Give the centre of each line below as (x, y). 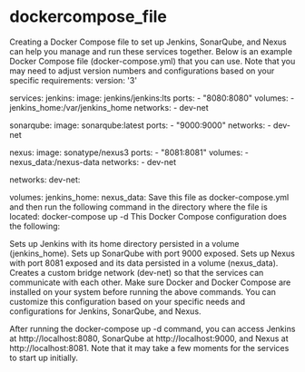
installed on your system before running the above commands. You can (143, 291)
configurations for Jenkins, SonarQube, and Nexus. (105, 311)
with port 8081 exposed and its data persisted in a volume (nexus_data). (144, 263)
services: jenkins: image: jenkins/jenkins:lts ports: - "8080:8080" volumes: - (152, 98)
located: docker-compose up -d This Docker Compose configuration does (148, 216)
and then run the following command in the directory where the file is (138, 207)
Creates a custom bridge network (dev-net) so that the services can (137, 272)
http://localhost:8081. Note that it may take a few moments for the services (149, 348)
